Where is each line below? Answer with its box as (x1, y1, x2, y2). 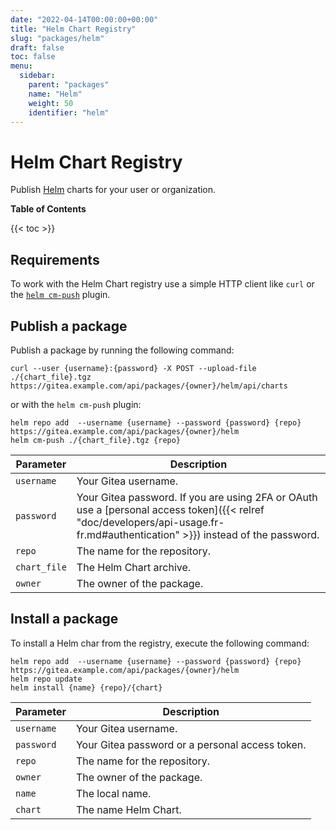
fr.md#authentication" (76, 527, 180, 541)
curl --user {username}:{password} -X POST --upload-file (10, 363, 257, 373)
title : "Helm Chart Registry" (10, 24, 137, 34)
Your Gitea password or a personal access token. (75, 737, 307, 751)
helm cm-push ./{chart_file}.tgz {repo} (10, 435, 182, 445)
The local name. (75, 786, 152, 800)
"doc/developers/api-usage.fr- (76, 515, 225, 529)
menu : (10, 61, 33, 71)
